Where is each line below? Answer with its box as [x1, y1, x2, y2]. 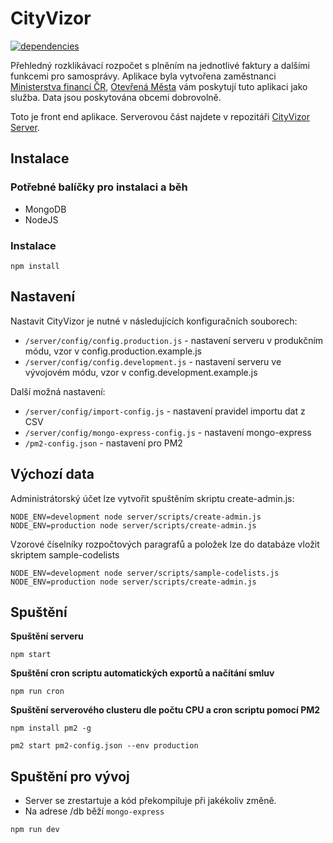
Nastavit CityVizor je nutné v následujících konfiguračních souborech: [10, 315, 298, 327]
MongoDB [24, 203, 67, 215]
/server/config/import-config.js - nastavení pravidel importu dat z [24, 405, 306, 417]
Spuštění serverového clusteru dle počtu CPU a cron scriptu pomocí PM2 [10, 704, 321, 716]
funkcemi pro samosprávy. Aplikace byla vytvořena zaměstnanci [10, 70, 277, 82]
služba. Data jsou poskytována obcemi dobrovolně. [10, 91, 222, 103]
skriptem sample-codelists [10, 548, 120, 561]
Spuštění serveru [10, 630, 84, 642]
